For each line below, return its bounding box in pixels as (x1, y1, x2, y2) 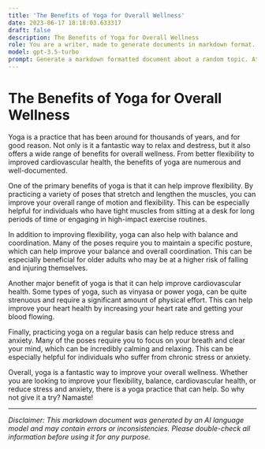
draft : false (8, 26, 51, 34)
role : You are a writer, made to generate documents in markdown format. (8, 41, 256, 49)
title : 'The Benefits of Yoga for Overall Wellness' (8, 11, 185, 20)
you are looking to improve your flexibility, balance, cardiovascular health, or (8, 376, 256, 385)
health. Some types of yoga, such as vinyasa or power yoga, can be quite (8, 287, 247, 296)
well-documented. (8, 165, 68, 175)
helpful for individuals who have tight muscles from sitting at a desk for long (8, 206, 255, 215)
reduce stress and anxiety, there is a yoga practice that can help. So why (8, 384, 245, 394)
